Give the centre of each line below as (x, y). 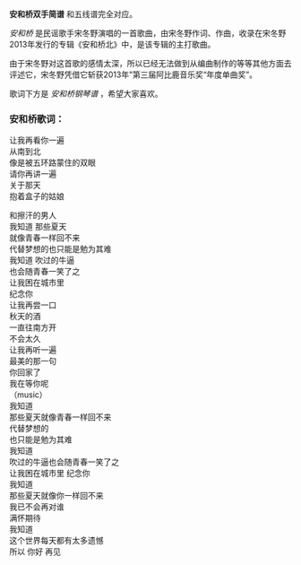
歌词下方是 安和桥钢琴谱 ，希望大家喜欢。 (86, 94)
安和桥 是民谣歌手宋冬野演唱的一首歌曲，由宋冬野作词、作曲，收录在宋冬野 (148, 33)
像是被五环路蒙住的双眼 (52, 163)
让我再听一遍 (33, 350)
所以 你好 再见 (35, 552)
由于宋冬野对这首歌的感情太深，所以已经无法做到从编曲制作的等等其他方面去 (150, 63)
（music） (28, 395)
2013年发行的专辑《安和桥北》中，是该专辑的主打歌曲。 (112, 44)
